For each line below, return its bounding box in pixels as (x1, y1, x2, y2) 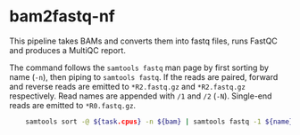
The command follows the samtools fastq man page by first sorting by (9, 62, 270, 73)
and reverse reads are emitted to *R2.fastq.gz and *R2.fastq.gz (9, 81, 246, 91)
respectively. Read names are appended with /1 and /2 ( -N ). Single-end (9, 91, 272, 101)
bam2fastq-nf (9, 6, 116, 27)
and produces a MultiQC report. (9, 44, 127, 55)
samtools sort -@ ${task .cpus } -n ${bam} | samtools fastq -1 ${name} (25, 117, 294, 126)
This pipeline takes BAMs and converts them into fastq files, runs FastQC (9, 36, 279, 46)
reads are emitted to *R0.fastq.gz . (9, 99, 137, 110)
